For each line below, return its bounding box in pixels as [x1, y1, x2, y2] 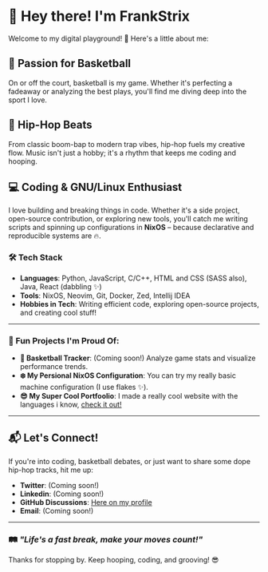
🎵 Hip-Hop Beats [8, 118, 93, 132]
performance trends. [19, 361, 89, 371]
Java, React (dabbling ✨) [19, 281, 102, 291]
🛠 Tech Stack [8, 252, 63, 263]
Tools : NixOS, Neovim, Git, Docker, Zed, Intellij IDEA [19, 291, 191, 300]
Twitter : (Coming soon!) [19, 480, 100, 490]
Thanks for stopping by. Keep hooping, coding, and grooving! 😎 [8, 555, 219, 565]
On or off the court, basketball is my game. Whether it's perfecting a [8, 77, 233, 87]
